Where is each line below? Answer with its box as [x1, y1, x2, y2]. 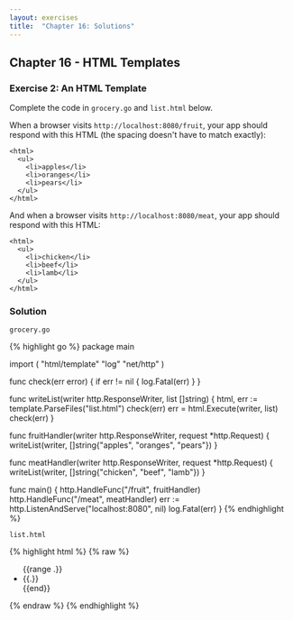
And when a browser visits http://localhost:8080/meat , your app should [9, 210, 279, 221]
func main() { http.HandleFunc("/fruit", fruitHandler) [9, 484, 201, 496]
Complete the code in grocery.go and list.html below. [9, 103, 214, 114]
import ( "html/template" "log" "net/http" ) [9, 359, 165, 369]
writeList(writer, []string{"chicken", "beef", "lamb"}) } [9, 467, 206, 478]
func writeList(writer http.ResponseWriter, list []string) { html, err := [9, 394, 259, 405]
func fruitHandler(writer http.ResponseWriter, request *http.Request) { [9, 430, 270, 442]
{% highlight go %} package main [9, 342, 135, 352]
